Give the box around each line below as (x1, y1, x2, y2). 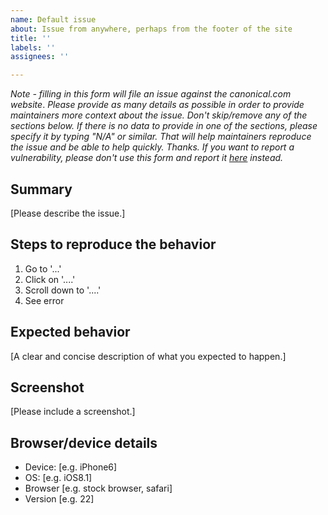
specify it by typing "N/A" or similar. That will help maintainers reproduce (10, 131, 312, 143)
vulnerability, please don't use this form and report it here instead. (10, 152, 284, 164)
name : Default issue (10, 14, 97, 25)
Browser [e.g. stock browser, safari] (24, 482, 173, 495)
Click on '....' (24, 273, 76, 285)
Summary (10, 181, 73, 198)
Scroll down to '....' (24, 284, 102, 296)
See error (24, 294, 65, 306)
